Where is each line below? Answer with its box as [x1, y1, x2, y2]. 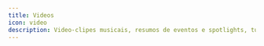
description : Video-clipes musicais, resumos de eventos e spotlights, [8, 26, 247, 34]
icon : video [8, 19, 47, 27]
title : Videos [8, 11, 55, 19]
